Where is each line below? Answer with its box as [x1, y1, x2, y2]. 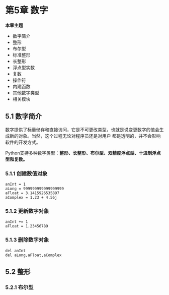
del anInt [5, 248, 26, 253]
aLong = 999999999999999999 [5, 186, 64, 192]
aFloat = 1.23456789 [5, 224, 49, 229]
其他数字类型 [12, 89, 39, 96]
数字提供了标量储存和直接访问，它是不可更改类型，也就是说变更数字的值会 [5, 127, 159, 133]
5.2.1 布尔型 [5, 283, 34, 290]
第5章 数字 [5, 5, 49, 16]
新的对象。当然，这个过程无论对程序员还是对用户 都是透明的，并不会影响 [9, 133, 161, 139]
